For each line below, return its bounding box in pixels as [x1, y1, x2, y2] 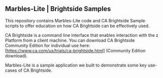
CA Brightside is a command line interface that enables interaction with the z [5, 32, 159, 38]
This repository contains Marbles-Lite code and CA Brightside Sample [5, 17, 145, 23]
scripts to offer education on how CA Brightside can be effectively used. [5, 23, 150, 29]
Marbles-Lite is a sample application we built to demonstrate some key [5, 62, 147, 68]
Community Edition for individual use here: [5, 42, 91, 48]
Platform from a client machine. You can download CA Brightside [5, 37, 135, 43]
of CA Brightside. [18, 67, 53, 73]
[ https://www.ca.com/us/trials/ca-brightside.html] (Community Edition [5, 47, 146, 53]
